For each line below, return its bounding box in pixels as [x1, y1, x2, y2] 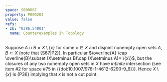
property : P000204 [5, 12, 44, 17]
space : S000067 [5, 7, 37, 13]
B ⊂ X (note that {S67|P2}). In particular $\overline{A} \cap [5, 50, 127, 56]
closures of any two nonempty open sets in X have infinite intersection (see [5, 61, 161, 66]
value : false [5, 17, 33, 22]
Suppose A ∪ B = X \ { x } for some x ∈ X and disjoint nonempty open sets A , [5, 45, 162, 50]
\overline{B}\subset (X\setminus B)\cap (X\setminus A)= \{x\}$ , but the [5, 55, 152, 61]
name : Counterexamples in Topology [10, 31, 84, 36]
